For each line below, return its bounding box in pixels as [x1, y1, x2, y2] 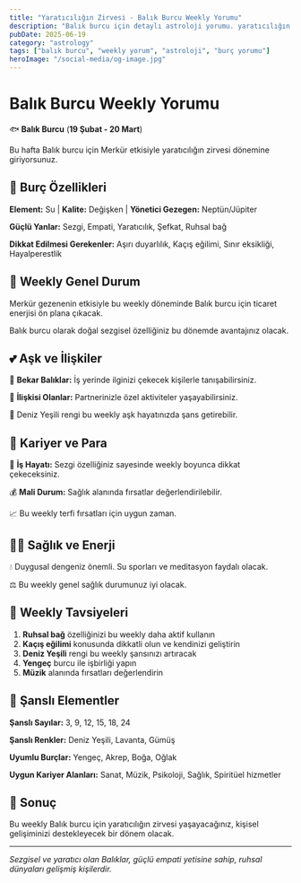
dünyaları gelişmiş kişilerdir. [9, 863, 112, 875]
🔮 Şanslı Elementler [9, 693, 120, 709]
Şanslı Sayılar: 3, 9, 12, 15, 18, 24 [9, 717, 132, 728]
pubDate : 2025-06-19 [9, 30, 87, 39]
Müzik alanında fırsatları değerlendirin [21, 667, 164, 678]
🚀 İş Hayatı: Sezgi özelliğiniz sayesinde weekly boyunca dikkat [9, 459, 241, 470]
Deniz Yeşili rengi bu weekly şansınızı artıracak [21, 648, 197, 659]
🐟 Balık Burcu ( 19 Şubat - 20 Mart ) [9, 123, 143, 135]
